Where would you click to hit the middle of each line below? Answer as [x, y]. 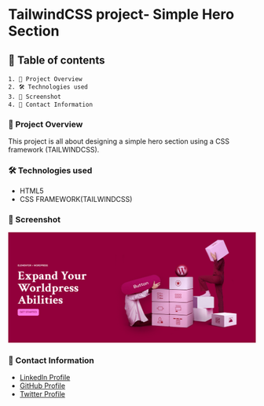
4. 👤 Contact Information [50, 104]
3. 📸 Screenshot [35, 97]
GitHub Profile [42, 386]
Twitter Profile [42, 394]
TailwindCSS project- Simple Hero [121, 15]
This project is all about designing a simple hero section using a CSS [119, 141]
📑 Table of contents [57, 60]
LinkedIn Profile [45, 378]
